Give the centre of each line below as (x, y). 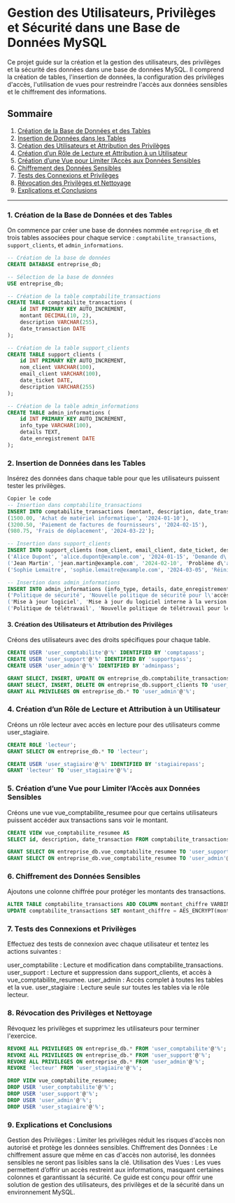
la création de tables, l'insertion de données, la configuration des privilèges (116, 77)
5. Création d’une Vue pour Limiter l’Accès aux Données (104, 788)
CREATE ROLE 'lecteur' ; (42, 745)
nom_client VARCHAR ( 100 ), (58, 368)
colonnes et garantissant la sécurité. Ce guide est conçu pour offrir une (110, 1177)
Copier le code (29, 499)
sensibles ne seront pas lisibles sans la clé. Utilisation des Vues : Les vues (114, 1162)
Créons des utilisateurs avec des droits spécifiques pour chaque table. (109, 640)
